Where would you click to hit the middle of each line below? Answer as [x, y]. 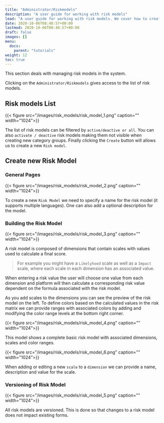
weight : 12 [16, 55]
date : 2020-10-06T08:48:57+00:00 [39, 23]
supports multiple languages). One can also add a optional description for [79, 205]
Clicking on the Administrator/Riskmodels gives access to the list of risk [77, 83]
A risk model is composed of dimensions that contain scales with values [78, 249]
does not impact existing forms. [37, 415]
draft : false [18, 32]
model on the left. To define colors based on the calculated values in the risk [82, 303]
